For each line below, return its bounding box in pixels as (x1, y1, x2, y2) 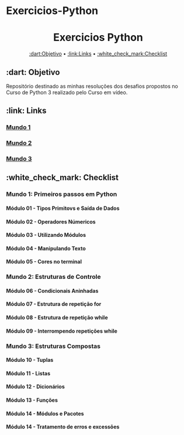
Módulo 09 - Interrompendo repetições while (6, 327, 118, 334)
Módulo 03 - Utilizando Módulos (6, 232, 86, 239)
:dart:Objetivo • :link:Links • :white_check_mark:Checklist (29, 50, 168, 57)
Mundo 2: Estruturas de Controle (6, 273, 101, 281)
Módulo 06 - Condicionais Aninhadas (6, 287, 99, 294)
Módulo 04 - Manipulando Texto (6, 244, 86, 252)
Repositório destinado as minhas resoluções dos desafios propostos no (6, 82, 178, 89)
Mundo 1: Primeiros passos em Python (6, 190, 117, 198)
